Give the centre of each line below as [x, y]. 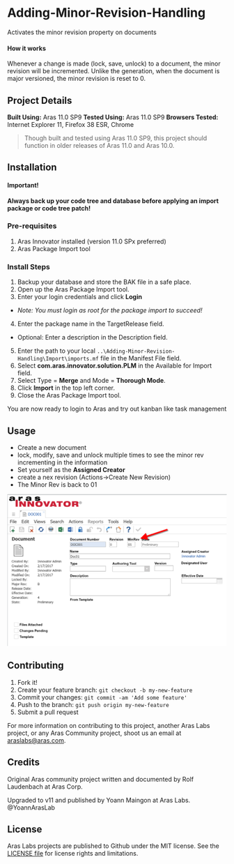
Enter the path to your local [56, 351]
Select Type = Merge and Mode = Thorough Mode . [91, 381]
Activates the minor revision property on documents [82, 32]
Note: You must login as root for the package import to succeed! [110, 310]
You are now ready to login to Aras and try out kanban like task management [117, 409]
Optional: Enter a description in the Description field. [93, 338]
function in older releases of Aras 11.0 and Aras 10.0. [99, 145]
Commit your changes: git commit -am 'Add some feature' [102, 697]
